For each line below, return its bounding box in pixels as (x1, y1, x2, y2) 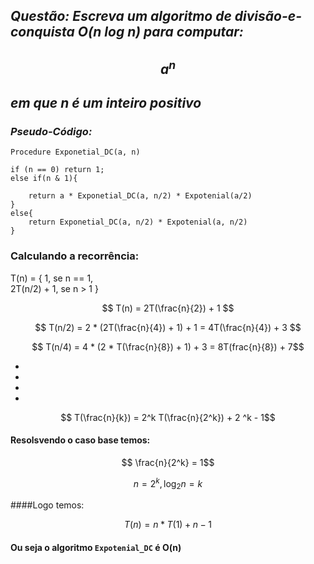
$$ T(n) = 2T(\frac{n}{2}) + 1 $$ (101, 302, 235, 314)
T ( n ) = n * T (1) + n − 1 (124, 519, 212, 531)
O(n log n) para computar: (77, 24, 244, 41)
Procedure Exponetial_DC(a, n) (10, 147, 141, 158)
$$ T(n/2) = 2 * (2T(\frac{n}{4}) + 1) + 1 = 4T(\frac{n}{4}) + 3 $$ (34, 321, 302, 333)
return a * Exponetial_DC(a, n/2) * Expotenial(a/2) (28, 191, 253, 201)
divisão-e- (234, 8, 302, 25)
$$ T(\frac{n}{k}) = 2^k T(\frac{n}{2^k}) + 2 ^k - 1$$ (60, 411, 276, 423)
